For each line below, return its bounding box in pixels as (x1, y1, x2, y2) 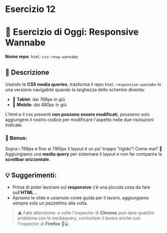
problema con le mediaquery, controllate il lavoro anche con (17, 215, 141, 221)
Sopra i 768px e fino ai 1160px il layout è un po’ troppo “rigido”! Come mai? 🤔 (5, 146, 163, 152)
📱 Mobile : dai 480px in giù (12, 101, 67, 107)
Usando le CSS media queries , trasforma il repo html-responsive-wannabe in (5, 81, 162, 87)
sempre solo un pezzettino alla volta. (12, 200, 88, 206)
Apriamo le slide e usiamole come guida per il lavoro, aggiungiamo (12, 195, 149, 201)
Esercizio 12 (5, 3, 56, 15)
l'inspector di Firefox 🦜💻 (17, 221, 69, 227)
